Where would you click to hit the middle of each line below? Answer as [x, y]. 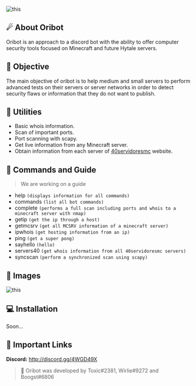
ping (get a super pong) [44, 238]
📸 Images [24, 275]
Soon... [15, 326]
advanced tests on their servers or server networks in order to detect [90, 87]
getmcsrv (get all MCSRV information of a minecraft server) [92, 226]
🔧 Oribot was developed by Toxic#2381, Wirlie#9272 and [89, 370]
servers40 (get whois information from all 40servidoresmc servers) [100, 251]
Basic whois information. [44, 126]
